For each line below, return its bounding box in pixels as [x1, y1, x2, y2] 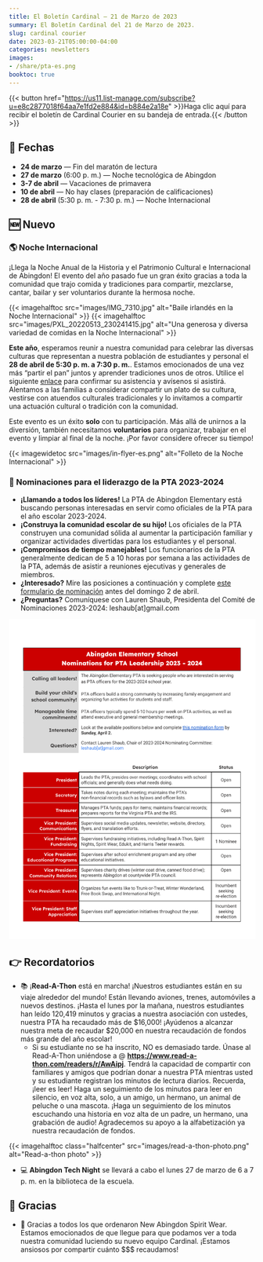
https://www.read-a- [127, 1051, 198, 1060]
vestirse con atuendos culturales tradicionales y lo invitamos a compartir [9, 393, 243, 403]
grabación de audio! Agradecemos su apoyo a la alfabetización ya [31, 1118, 246, 1127]
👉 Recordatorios [9, 956, 95, 969]
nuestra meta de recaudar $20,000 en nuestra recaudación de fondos [20, 1026, 247, 1035]
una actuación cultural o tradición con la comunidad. [9, 401, 178, 412]
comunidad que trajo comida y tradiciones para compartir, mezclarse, [9, 280, 233, 289]
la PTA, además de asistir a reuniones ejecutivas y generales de [20, 561, 226, 571]
